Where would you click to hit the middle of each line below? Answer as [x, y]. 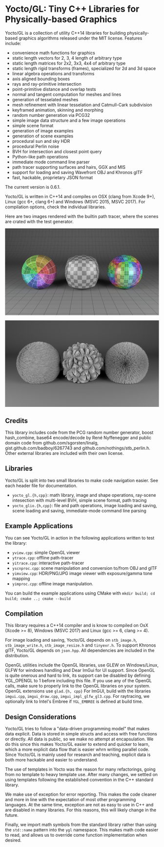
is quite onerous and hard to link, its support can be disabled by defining [78, 675]
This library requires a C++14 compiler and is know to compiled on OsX [77, 625]
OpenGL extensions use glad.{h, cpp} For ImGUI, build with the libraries [78, 691]
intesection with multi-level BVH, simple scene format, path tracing [79, 500]
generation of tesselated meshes [45, 99]
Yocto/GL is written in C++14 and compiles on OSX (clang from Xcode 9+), [80, 196]
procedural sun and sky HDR [41, 141]
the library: [16, 543]
